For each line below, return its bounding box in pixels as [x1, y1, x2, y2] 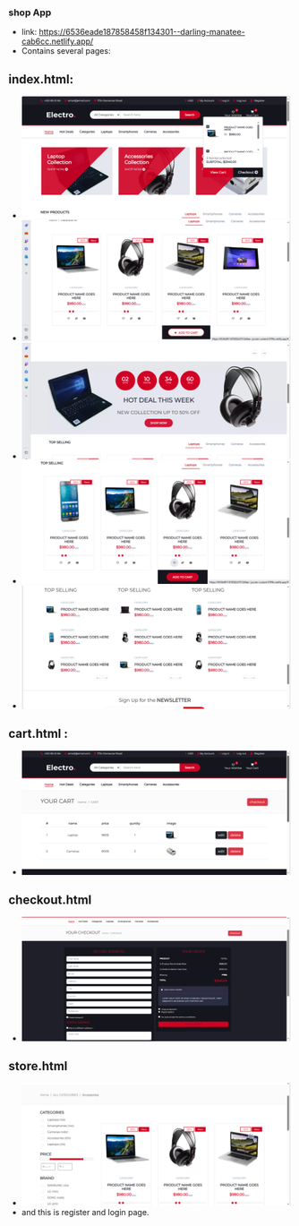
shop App [8, 6, 52, 19]
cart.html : [8, 726, 69, 742]
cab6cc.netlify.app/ [21, 36, 94, 47]
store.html [8, 1059, 68, 1074]
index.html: [8, 72, 73, 87]
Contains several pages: [21, 46, 111, 56]
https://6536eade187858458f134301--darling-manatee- [38, 27, 245, 38]
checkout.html [8, 893, 92, 908]
